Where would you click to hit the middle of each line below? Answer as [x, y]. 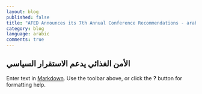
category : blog [25, 28]
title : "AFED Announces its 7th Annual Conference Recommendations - [95, 23]
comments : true [25, 40]
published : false [28, 17]
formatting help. [26, 84]
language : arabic [28, 34]
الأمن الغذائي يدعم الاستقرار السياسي [68, 64]
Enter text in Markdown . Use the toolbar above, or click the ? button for [94, 78]
